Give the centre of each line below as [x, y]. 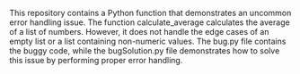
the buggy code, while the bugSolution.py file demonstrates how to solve [145, 51]
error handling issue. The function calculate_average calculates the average [150, 22]
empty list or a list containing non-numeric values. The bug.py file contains [148, 41]
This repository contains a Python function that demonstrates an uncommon [150, 13]
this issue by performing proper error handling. [96, 60]
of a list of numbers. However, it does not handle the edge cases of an [139, 32]
